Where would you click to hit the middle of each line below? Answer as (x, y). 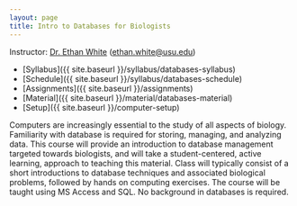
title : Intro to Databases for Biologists (90, 26)
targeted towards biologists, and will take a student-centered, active (135, 153)
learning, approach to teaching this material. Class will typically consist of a (149, 163)
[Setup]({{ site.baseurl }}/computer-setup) (101, 107)
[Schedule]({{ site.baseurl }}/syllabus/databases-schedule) (132, 78)
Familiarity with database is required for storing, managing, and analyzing (145, 134)
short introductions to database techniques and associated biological (137, 173)
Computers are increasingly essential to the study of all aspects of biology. (148, 125)
